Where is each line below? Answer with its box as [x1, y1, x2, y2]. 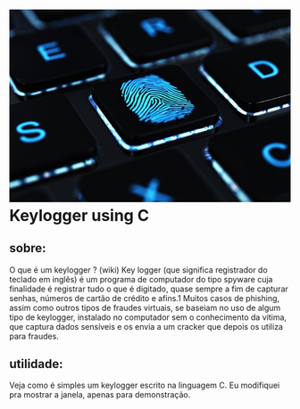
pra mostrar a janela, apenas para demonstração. [9, 389, 191, 400]
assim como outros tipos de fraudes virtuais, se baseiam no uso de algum [9, 302, 281, 313]
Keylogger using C [9, 205, 150, 225]
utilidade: [9, 356, 64, 372]
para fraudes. [9, 331, 60, 341]
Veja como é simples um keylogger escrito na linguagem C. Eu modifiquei [9, 380, 280, 391]
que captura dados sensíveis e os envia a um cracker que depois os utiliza [9, 321, 284, 331]
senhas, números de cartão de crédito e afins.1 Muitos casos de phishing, [9, 292, 279, 303]
